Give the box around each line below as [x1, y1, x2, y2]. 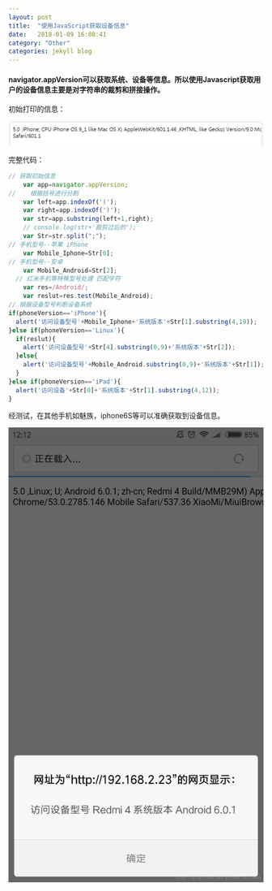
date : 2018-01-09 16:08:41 [8, 30, 107, 38]
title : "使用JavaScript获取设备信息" [8, 21, 130, 30]
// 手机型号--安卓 [8, 257, 63, 266]
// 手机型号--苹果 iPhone [8, 240, 89, 249]
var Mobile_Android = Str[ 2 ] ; [23, 266, 117, 275]
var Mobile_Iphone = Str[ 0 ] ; [23, 249, 114, 257]
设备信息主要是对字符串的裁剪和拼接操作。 [22, 84, 164, 94]
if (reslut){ [15, 335, 57, 343]
